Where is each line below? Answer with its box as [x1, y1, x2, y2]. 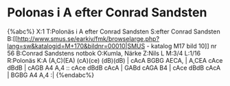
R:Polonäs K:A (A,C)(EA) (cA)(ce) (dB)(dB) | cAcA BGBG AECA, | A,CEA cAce [7, 56, 223, 64]
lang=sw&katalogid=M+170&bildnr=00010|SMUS [7, 42, 146, 50]
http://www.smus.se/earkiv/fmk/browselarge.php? [16, 34, 160, 42]
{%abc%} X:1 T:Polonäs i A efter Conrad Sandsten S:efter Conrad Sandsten [7, 27, 221, 35]
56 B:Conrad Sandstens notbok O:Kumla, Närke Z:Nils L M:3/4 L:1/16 [7, 49, 201, 57]
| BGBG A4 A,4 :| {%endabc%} [7, 70, 95, 79]
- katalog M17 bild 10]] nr [146, 42, 217, 50]
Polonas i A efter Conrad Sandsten [7, 5, 207, 20]
